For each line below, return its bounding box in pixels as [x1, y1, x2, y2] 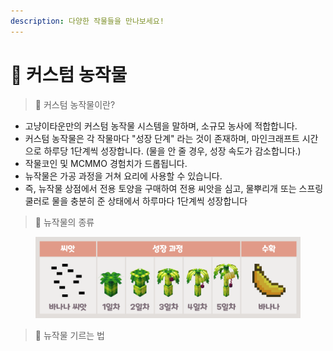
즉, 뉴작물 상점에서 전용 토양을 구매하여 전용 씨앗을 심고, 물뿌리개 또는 [24, 182, 297, 194]
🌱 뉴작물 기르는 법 [34, 329, 105, 341]
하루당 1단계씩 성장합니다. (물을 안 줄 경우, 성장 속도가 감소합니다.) [43, 145, 302, 157]
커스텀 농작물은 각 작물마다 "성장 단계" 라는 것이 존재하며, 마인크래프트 [24, 132, 300, 144]
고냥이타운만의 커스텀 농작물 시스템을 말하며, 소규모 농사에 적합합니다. [24, 120, 298, 132]
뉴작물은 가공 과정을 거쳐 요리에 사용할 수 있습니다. [24, 170, 223, 182]
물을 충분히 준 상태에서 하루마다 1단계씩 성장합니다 [51, 195, 248, 207]
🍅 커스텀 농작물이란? [34, 98, 116, 110]
